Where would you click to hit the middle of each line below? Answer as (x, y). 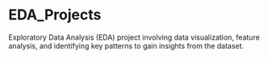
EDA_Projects (55, 15)
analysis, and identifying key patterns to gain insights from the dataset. (126, 45)
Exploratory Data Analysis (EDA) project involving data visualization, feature (134, 37)
